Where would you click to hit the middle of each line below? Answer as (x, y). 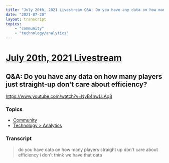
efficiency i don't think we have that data (60, 155)
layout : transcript (26, 19)
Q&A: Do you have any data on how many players (84, 76)
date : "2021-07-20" (26, 15)
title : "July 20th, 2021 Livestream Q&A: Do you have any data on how (81, 10)
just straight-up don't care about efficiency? (76, 84)
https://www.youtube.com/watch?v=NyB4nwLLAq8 (59, 96)
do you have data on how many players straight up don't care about (88, 149)
